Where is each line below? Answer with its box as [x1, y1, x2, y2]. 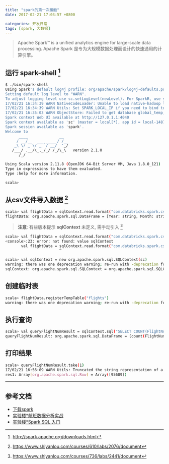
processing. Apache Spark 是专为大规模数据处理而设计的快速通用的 [17, 46, 158, 52]
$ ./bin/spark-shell [5, 82, 49, 87]
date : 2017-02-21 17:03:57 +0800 [5, 12, 75, 17]
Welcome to [5, 129, 28, 134]
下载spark [12, 407, 34, 413]
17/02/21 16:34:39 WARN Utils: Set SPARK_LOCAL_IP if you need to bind [5, 105, 158, 111]
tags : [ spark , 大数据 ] [5, 26, 51, 31]
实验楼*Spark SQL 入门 [12, 419, 61, 425]
